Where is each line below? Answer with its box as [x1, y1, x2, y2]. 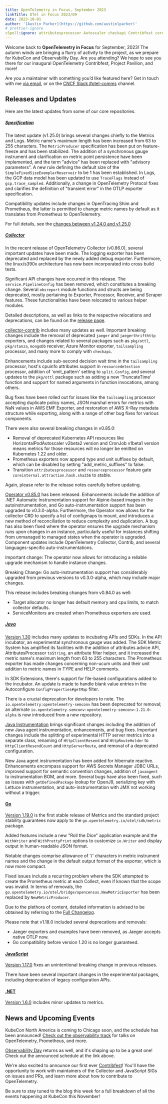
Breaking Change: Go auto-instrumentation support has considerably [5, 569, 147, 575]
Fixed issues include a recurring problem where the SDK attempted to [5, 873, 149, 879]
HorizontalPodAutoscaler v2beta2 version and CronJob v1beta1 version [12, 440, 159, 446]
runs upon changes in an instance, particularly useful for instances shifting [5, 528, 159, 534]
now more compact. [5, 863, 46, 869]
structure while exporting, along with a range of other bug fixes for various [5, 410, 159, 416]
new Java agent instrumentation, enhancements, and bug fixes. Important [5, 726, 157, 732]
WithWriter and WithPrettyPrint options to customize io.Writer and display [5, 837, 162, 843]
